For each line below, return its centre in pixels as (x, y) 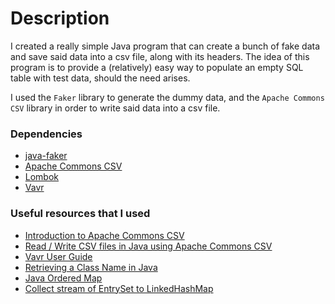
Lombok (42, 177)
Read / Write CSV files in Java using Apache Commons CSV (148, 246)
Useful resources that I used (80, 214)
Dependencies (46, 134)
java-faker (46, 156)
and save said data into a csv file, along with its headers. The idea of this (160, 56)
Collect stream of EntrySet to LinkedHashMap (119, 288)
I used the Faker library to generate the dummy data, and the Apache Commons (167, 97)
